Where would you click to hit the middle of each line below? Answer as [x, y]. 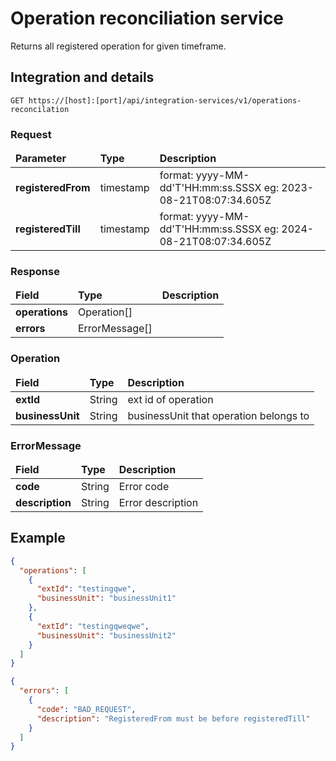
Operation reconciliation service [147, 18]
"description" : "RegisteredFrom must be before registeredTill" [173, 718]
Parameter [41, 159]
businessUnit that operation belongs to [218, 415]
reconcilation [40, 109]
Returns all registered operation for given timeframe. [118, 46]
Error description [158, 502]
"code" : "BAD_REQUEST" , [86, 709]
